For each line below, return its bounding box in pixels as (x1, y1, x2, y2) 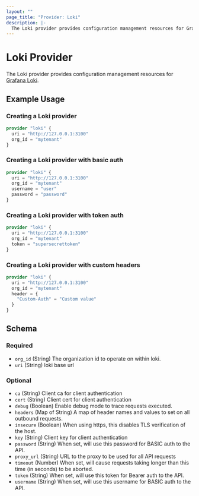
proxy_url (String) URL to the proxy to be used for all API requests (14, 453, 176, 460)
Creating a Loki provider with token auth (6, 211, 124, 219)
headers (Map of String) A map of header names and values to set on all (14, 409, 190, 416)
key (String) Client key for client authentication (14, 434, 128, 441)
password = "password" (11, 191, 68, 198)
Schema (6, 324, 37, 334)
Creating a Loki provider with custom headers (6, 261, 140, 269)
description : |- (6, 20, 46, 26)
